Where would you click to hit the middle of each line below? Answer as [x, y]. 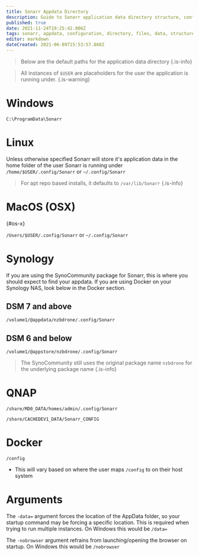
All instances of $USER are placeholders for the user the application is [104, 73]
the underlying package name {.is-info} [69, 369]
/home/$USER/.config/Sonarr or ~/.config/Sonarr [66, 171]
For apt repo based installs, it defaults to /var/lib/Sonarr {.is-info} [102, 183]
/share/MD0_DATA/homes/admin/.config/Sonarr [62, 409]
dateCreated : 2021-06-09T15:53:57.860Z [55, 45]
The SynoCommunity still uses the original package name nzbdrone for [106, 363]
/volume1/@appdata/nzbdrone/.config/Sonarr [61, 320]
